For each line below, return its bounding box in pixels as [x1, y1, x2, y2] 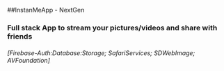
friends [7, 31, 33, 41]
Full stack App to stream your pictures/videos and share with [7, 23, 218, 32]
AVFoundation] [7, 56, 50, 64]
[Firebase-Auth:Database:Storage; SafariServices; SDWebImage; [7, 48, 195, 57]
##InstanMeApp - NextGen [7, 6, 85, 14]
